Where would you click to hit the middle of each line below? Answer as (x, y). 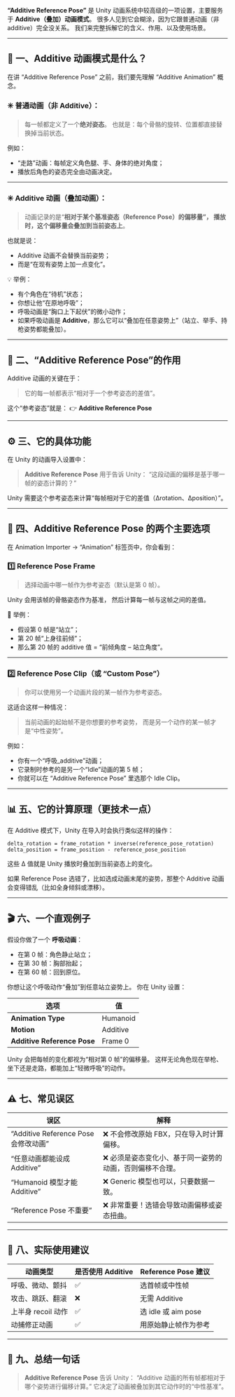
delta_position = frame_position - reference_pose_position (97, 850)
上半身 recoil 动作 (40, 1311)
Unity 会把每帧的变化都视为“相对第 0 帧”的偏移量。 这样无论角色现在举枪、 (115, 1060)
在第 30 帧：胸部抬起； (51, 963)
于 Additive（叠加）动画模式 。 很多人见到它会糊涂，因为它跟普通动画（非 (113, 19)
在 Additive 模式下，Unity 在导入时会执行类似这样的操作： (91, 831)
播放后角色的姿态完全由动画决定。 (66, 172)
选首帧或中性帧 (164, 1285)
